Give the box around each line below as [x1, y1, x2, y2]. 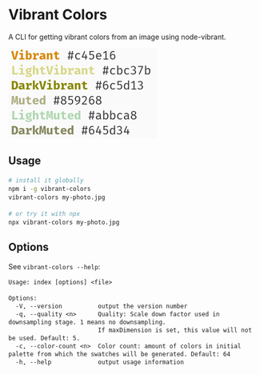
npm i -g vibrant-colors [8, 185, 91, 193]
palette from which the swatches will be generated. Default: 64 [8, 350, 230, 358]
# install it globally [8, 176, 84, 185]
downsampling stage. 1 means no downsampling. [8, 318, 166, 326]
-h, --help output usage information [15, 358, 184, 366]
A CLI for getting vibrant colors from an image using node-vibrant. [8, 32, 226, 42]
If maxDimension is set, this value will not [97, 326, 252, 334]
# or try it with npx [8, 210, 81, 218]
